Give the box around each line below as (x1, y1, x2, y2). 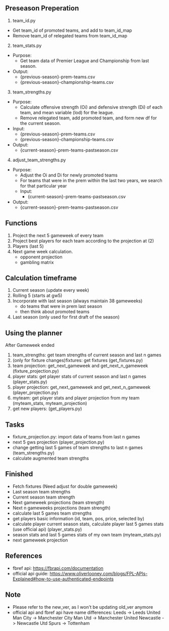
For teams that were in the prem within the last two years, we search (20, 177, 162, 184)
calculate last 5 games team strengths (12, 510, 92, 516)
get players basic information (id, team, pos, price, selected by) (12, 515, 145, 521)
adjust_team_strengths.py (12, 157, 66, 163)
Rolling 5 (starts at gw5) (12, 293, 63, 299)
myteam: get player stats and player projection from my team (12, 395, 140, 401)
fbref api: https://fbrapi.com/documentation (12, 565, 103, 571)
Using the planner (5, 329, 63, 337)
